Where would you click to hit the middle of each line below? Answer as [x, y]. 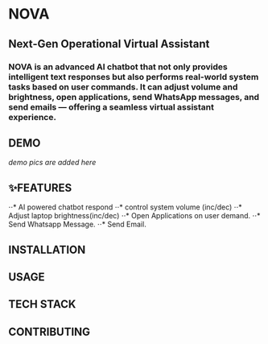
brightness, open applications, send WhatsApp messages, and [134, 97]
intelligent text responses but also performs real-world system [134, 77]
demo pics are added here [52, 163]
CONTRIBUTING [49, 332]
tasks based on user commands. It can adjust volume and [123, 87]
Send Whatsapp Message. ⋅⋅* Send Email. [77, 224]
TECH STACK [42, 304]
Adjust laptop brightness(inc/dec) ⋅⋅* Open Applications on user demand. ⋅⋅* [134, 216]
